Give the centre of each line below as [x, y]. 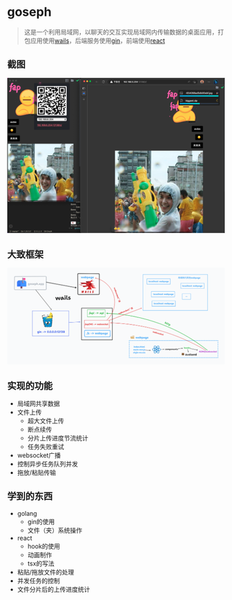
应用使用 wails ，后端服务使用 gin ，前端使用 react [98, 40]
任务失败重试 [46, 446]
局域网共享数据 [38, 403]
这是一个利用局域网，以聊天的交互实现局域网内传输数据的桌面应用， [121, 32]
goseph [29, 12]
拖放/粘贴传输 [37, 472]
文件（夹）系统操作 [55, 530]
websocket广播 [39, 455]
